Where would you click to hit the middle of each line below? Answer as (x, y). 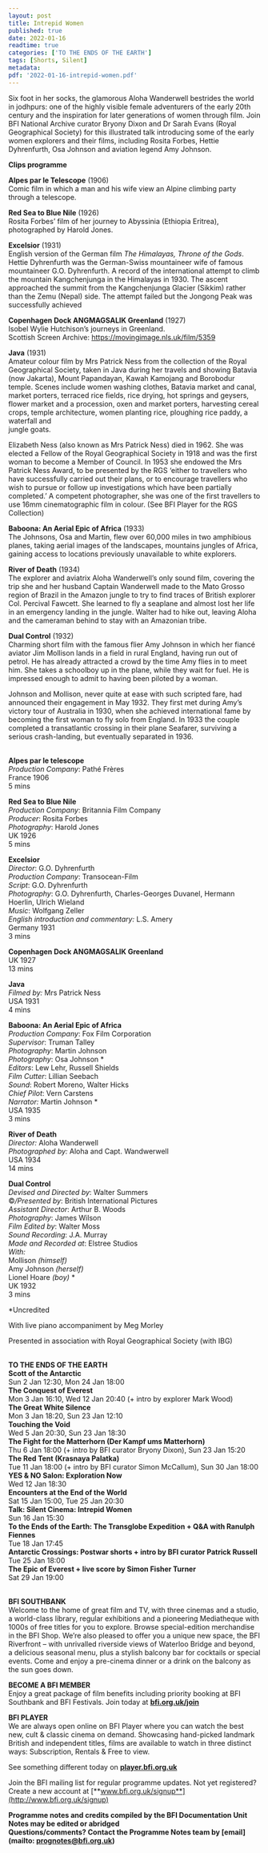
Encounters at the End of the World (68, 1492)
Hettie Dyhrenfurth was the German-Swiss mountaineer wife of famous (126, 262)
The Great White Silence (50, 1407)
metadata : (25, 68)
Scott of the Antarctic (45, 1373)
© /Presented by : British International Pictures (83, 1201)
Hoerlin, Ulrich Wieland (46, 902)
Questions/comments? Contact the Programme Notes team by (114, 1832)
